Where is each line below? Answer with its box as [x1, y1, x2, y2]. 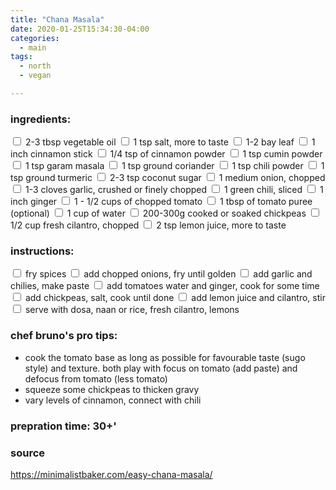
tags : [10, 52, 33, 62]
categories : [10, 33, 60, 43]
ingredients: [10, 112, 72, 126]
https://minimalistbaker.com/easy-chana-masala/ [10, 468, 213, 480]
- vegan [19, 71, 52, 81]
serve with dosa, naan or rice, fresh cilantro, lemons [24, 304, 240, 316]
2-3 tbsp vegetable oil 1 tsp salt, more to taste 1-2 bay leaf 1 [24, 136, 316, 148]
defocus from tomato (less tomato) [24, 372, 168, 385]
